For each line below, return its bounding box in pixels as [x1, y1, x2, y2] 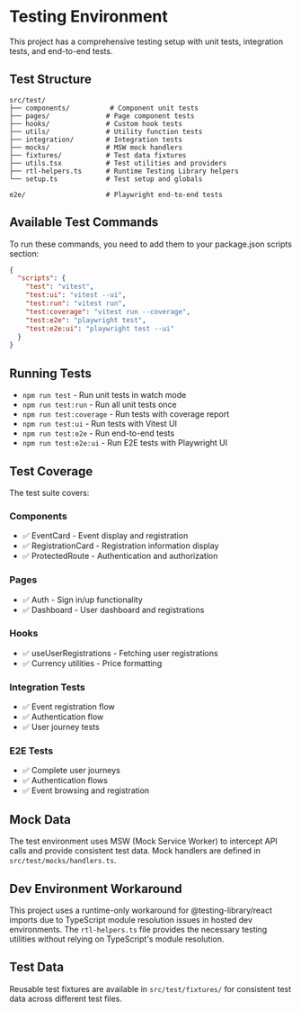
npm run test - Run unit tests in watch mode [22, 390, 187, 401]
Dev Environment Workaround [9, 880, 182, 897]
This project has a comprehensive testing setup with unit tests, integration [9, 36, 284, 47]
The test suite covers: [9, 487, 90, 498]
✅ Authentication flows [22, 775, 108, 786]
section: [9, 248, 40, 258]
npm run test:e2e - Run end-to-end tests [22, 428, 175, 438]
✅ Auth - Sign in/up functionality [22, 594, 144, 605]
